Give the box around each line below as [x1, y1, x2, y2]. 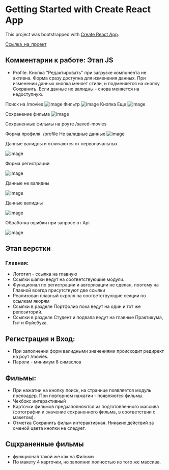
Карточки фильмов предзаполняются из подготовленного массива [12, 404, 159, 410]
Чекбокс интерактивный [12, 398, 66, 404]
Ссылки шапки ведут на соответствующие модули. [12, 276, 125, 282]
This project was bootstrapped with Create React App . [5, 31, 120, 37]
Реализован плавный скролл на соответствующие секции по [12, 293, 146, 299]
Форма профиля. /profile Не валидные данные [5, 130, 106, 137]
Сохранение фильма [5, 111, 50, 117]
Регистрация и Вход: [5, 334, 75, 343]
